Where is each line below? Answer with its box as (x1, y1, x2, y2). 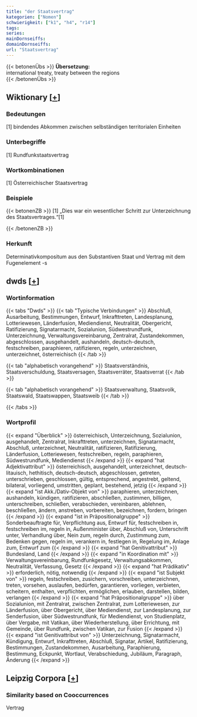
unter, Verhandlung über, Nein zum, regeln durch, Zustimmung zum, (6, 531, 171, 538)
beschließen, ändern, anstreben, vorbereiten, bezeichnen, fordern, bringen (6, 506, 187, 514)
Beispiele (6, 194, 33, 202)
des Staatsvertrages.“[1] (6, 214, 64, 221)
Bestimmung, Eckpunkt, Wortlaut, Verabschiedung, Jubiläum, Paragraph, (6, 650, 182, 657)
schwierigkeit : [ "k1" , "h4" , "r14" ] (6, 19, 96, 25)
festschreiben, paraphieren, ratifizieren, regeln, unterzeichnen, (6, 345, 158, 352)
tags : (6, 25, 19, 31)
